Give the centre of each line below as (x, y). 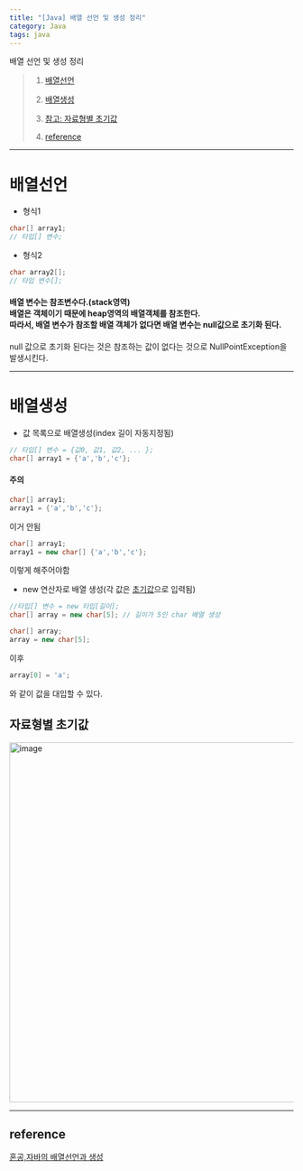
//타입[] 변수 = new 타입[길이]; (64, 607)
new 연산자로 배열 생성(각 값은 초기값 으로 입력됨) (109, 590)
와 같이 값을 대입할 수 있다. (56, 693)
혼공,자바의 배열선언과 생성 (56, 1157)
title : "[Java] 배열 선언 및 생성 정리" (78, 18)
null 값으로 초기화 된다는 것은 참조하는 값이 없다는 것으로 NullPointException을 (148, 347)
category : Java (38, 26)
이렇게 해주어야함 (40, 571)
